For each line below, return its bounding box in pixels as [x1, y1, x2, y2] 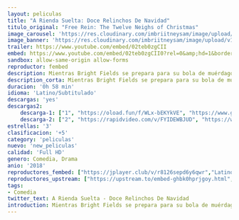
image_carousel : [7, 30, 55, 38]
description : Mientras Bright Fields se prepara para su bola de [7, 70, 205, 77]
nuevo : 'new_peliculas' [7, 143, 78, 150]
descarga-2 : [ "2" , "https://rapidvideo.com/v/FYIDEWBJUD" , [20, 116, 199, 123]
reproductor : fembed [7, 63, 69, 70]
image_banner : [7, 37, 50, 44]
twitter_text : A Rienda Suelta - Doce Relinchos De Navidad [7, 195, 190, 202]
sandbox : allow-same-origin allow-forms [7, 57, 129, 64]
